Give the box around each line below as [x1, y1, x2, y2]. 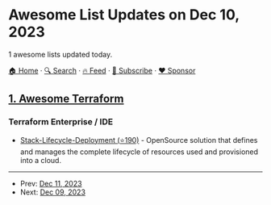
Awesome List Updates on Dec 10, [8, 6, 240, 24]
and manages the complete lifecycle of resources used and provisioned [19, 147, 259, 157]
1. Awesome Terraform [8, 92, 124, 106]
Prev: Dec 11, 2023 [19, 178, 82, 188]
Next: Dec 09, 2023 [19, 187, 86, 197]
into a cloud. [19, 155, 62, 165]
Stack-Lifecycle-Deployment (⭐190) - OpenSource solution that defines [19, 135, 258, 144]
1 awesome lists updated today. [8, 49, 113, 59]
